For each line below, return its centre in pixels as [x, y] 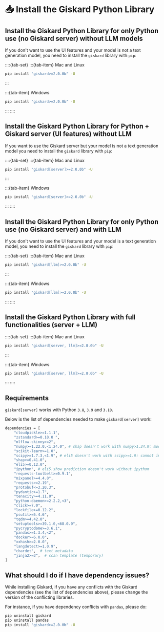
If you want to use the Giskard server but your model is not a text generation [82, 146]
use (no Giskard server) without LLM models [74, 38]
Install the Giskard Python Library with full [70, 317]
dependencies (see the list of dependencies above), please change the [77, 592]
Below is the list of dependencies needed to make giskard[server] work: [79, 419]
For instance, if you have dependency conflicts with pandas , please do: [76, 607]
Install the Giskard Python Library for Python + [77, 126]
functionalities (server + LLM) [51, 325]
